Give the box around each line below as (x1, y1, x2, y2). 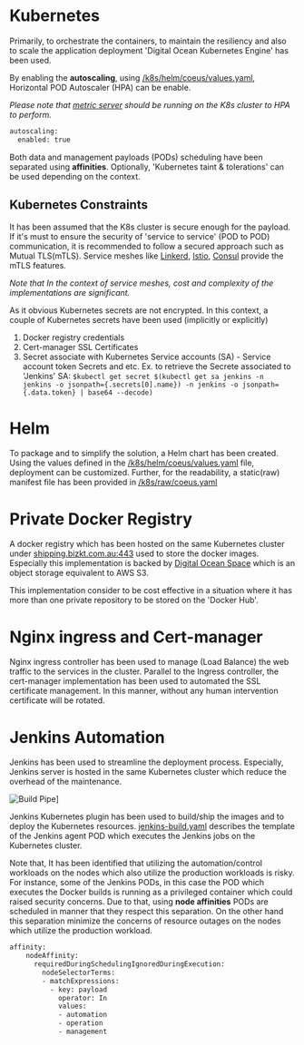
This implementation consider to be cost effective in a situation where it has (9, 585, 293, 596)
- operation (57, 1019, 103, 1028)
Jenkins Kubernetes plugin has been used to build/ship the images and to (9, 811, 284, 822)
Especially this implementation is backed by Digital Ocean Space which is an (9, 558, 296, 569)
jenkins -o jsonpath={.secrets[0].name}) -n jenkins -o (22, 380, 239, 389)
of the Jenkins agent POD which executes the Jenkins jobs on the (9, 831, 256, 842)
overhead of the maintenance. (9, 776, 123, 787)
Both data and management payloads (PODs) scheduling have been (9, 151, 263, 162)
